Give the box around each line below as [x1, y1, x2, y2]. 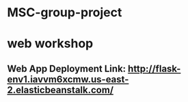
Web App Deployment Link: [7, 63, 126, 74]
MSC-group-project [7, 5, 122, 20]
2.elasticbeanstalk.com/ [7, 84, 114, 96]
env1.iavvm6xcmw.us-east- [7, 73, 129, 85]
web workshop [7, 36, 94, 52]
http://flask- [127, 63, 181, 74]
